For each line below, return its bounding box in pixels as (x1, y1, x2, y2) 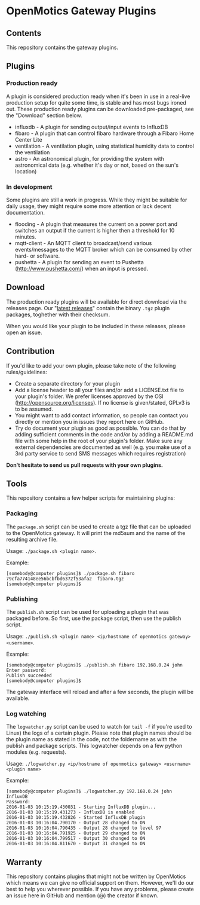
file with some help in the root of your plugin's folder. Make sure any (14, 437, 183, 444)
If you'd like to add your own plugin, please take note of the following (6, 362, 176, 369)
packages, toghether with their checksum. (6, 311, 110, 318)
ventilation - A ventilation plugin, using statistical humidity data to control (14, 142, 194, 149)
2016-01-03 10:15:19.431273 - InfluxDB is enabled (6, 809, 135, 815)
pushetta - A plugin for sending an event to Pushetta (14, 258, 144, 265)
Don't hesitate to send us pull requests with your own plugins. (6, 461, 163, 469)
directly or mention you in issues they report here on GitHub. (14, 418, 164, 425)
